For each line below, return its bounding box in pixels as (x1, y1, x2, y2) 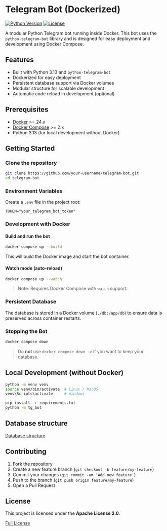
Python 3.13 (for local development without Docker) (12, 129, 120, 135)
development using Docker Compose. (5, 41, 85, 47)
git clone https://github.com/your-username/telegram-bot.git (5, 171, 139, 176)
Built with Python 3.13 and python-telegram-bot (12, 69, 111, 75)
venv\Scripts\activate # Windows (5, 391, 85, 396)
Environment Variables (5, 187, 63, 195)
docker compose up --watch (5, 276, 62, 282)
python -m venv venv (5, 382, 49, 387)
